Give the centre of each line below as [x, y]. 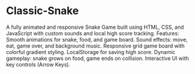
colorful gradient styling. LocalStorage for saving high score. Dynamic [91, 52]
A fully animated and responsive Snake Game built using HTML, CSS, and [95, 27]
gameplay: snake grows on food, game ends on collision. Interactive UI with [97, 58]
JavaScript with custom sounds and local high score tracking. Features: [93, 33]
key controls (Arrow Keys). [38, 64]
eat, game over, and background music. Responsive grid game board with [95, 46]
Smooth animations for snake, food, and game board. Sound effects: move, [97, 39]
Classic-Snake [43, 11]
